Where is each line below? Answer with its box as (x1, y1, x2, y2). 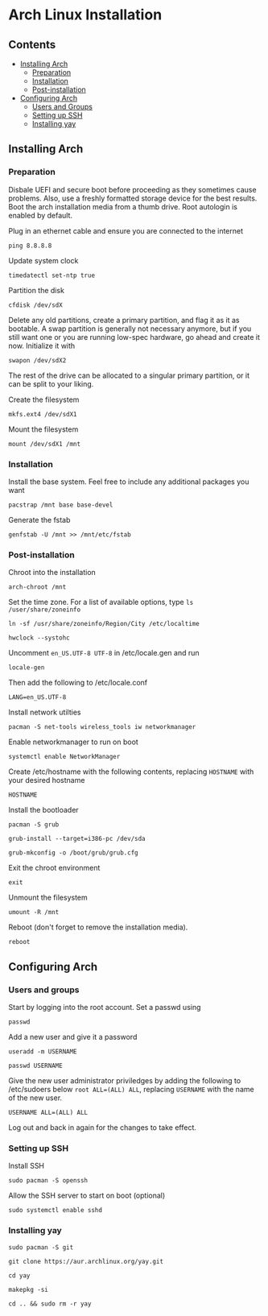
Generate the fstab (8, 515, 71, 524)
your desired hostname (8, 776, 85, 785)
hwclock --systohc (8, 634, 70, 642)
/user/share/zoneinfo (8, 606, 81, 614)
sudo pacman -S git (8, 1243, 74, 1252)
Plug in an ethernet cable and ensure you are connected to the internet (8, 226, 244, 235)
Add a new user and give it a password (8, 1032, 138, 1041)
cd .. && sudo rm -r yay (8, 1299, 92, 1308)
